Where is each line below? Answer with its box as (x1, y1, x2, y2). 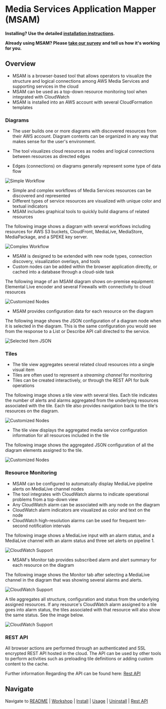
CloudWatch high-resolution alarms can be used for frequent (12, 517, 137, 523)
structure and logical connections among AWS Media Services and (12, 78, 149, 84)
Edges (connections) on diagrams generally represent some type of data (12, 163, 161, 169)
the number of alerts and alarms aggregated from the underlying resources (5, 397, 159, 403)
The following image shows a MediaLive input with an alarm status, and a (5, 532, 155, 538)
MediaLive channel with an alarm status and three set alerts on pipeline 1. (5, 538, 155, 544)
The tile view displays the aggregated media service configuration (12, 427, 148, 433)
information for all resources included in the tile (12, 433, 109, 438)
